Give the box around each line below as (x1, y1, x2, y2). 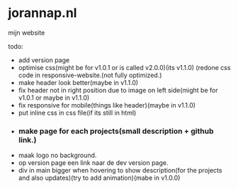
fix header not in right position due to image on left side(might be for (18, 86, 218, 94)
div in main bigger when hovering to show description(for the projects (18, 166, 222, 175)
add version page (18, 55, 70, 64)
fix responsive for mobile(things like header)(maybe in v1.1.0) (18, 101, 196, 109)
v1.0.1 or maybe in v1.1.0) (18, 93, 90, 102)
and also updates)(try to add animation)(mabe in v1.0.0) (18, 173, 181, 182)
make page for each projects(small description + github (18, 126, 214, 136)
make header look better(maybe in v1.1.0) (18, 78, 139, 86)
